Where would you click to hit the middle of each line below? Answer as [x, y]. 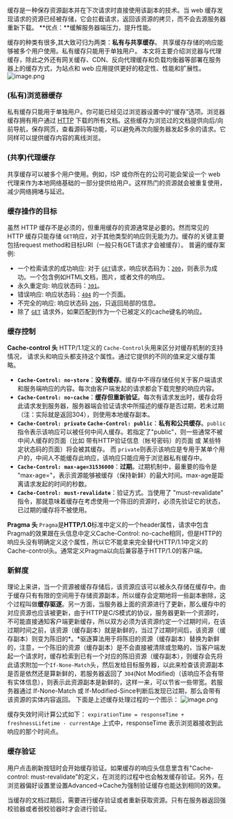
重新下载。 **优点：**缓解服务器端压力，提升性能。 [81, 27]
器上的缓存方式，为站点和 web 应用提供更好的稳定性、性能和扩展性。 [106, 68]
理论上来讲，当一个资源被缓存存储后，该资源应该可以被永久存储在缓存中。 [113, 587]
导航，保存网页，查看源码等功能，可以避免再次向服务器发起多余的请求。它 [119, 129]
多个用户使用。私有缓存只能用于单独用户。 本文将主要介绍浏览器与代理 [120, 51]
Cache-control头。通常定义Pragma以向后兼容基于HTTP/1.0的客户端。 [107, 551]
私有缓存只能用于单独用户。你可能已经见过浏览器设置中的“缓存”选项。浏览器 [116, 112]
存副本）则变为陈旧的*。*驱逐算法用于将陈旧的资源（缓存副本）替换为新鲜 [114, 639]
